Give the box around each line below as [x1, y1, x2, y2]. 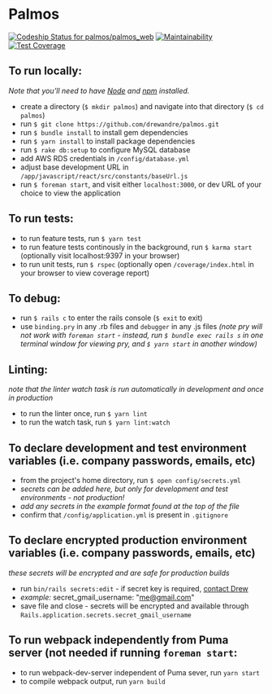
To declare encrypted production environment [8, 534, 248, 547]
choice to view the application [19, 188, 121, 198]
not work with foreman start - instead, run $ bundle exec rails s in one [19, 331, 264, 340]
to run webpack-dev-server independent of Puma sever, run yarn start [19, 667, 261, 677]
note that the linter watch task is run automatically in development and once [8, 384, 264, 394]
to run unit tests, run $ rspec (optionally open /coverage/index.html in [19, 259, 254, 269]
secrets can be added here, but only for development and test [19, 484, 229, 494]
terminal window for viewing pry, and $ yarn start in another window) [19, 339, 258, 349]
